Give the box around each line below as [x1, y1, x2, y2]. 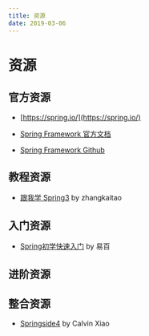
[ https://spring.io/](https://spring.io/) [19, 112, 142, 122]
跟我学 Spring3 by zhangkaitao [19, 193, 123, 203]
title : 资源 [8, 11, 46, 20]
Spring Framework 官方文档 [19, 129, 111, 139]
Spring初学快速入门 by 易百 [19, 241, 111, 251]
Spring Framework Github [19, 145, 106, 155]
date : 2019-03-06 [8, 19, 66, 27]
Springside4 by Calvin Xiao [19, 318, 110, 329]
